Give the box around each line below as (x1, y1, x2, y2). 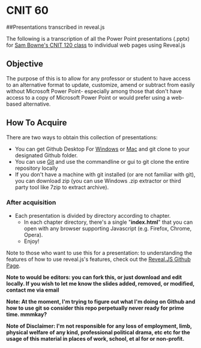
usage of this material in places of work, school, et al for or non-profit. (6, 335, 185, 342)
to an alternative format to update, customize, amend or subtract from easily (6, 81, 195, 88)
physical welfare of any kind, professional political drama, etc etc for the (6, 328, 190, 336)
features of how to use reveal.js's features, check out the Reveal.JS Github (6, 256, 191, 263)
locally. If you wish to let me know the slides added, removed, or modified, (6, 280, 195, 287)
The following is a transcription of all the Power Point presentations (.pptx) (6, 35, 190, 42)
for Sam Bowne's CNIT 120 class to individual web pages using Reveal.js (6, 41, 186, 49)
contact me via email (6, 286, 59, 293)
